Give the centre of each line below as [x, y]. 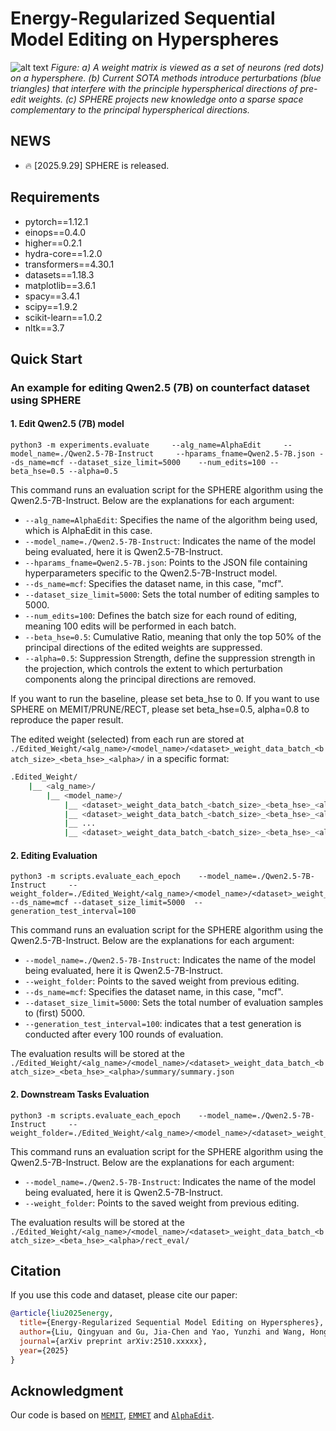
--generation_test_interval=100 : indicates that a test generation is [163, 1024]
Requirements [55, 197]
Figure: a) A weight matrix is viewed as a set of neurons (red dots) [187, 67]
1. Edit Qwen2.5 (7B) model [67, 424]
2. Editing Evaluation [54, 855]
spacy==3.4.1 [52, 296]
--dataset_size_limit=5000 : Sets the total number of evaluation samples [174, 1003]
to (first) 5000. [55, 1013]
